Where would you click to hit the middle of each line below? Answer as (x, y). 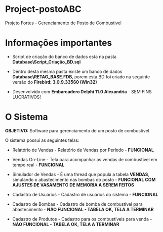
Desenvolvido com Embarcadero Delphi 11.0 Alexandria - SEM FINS (82, 91)
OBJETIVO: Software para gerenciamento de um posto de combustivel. (78, 130)
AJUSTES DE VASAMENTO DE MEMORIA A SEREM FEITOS (73, 185)
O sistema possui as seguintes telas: (42, 140)
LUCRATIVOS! (26, 97)
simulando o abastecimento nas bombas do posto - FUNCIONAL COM (84, 179)
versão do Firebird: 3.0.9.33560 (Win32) (55, 82)
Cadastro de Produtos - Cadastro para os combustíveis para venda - (82, 219)
